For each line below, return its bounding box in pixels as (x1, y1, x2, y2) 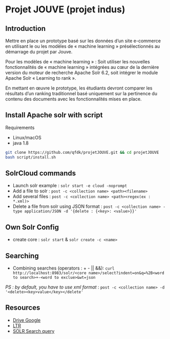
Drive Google (12, 317, 41, 323)
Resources (5, 304, 40, 312)
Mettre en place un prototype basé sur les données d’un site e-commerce (5, 38, 161, 44)
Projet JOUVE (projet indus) (5, 4, 125, 15)
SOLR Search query (12, 328, 55, 334)
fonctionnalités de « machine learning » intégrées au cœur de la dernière (5, 64, 159, 70)
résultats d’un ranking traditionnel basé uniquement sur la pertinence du (5, 91, 158, 96)
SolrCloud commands (5, 169, 76, 177)
